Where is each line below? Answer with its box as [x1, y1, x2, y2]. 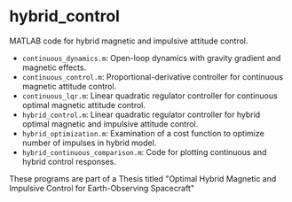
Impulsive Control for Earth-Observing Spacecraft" [9, 183, 195, 193]
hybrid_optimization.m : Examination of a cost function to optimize [21, 128, 264, 138]
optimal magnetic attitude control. [21, 99, 146, 110]
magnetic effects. [21, 62, 87, 73]
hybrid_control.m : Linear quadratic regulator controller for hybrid [21, 109, 261, 120]
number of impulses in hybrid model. [21, 137, 157, 148]
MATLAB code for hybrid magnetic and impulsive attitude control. [9, 35, 249, 46]
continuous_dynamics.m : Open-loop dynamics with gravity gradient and [21, 52, 281, 63]
